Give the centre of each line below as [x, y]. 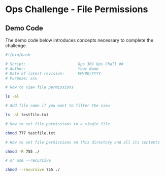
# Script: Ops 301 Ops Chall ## [64, 64]
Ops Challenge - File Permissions [77, 9]
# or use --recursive [28, 161]
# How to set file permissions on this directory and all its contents [82, 142]
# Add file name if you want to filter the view [58, 106]
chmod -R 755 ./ [22, 151]
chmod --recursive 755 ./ [32, 170]
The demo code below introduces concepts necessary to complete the [79, 40]
